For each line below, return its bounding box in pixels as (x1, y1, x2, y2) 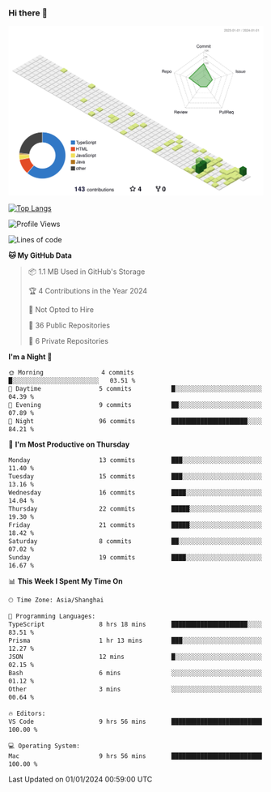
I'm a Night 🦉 (8, 352, 53, 362)
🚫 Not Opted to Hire (28, 305, 95, 315)
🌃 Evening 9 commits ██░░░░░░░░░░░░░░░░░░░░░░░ (8, 401, 263, 409)
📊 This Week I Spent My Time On (8, 576, 123, 586)
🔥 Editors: (8, 709, 46, 718)
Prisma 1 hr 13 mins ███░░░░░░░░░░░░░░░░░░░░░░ (8, 636, 263, 645)
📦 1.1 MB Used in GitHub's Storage (28, 267, 146, 276)
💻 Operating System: (8, 742, 81, 751)
